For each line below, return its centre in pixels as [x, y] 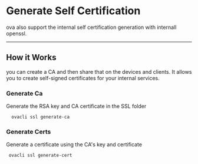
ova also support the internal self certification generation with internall [91, 27]
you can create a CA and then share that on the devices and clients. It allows [99, 71]
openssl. [16, 33]
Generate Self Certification [73, 11]
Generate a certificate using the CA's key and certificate [74, 145]
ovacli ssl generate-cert [40, 155]
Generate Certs [29, 132]
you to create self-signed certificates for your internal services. [83, 78]
